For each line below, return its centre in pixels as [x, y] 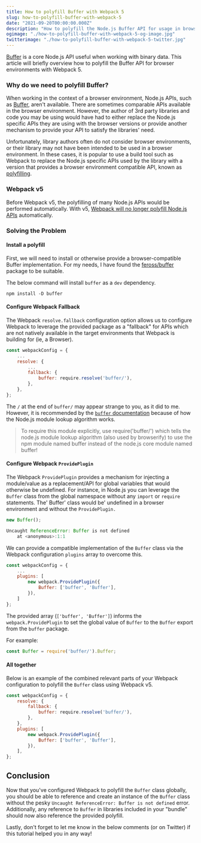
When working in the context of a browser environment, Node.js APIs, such [99, 98]
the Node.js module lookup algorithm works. [61, 419]
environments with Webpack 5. [44, 69]
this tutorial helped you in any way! [49, 834]
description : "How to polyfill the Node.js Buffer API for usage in [93, 29]
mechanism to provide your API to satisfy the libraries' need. [81, 130]
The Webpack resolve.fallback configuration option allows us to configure [99, 320]
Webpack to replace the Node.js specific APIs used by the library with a [95, 161]
